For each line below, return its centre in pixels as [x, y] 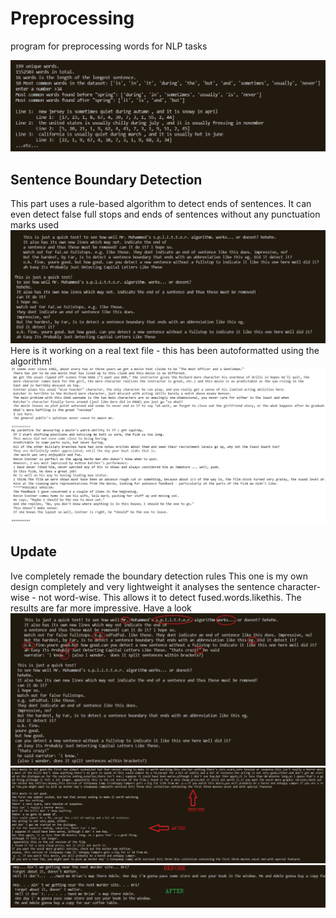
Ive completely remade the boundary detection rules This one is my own [159, 576]
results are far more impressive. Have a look [101, 608]
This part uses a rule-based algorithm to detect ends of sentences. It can [161, 203]
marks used [35, 224]
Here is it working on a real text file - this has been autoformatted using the [165, 350]
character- [299, 586]
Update [34, 552]
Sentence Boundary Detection [106, 179]
